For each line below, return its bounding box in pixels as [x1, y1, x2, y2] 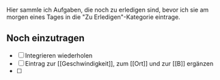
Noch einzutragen [6, 33, 85, 44]
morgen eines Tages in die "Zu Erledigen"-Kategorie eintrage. [6, 13, 180, 21]
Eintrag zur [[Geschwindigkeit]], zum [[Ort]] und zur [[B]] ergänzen [25, 59, 214, 67]
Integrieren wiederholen [25, 51, 93, 60]
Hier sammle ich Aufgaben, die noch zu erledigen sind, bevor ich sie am [6, 6, 209, 14]
